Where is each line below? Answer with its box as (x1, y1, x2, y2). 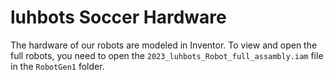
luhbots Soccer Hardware (10, 6, 227, 29)
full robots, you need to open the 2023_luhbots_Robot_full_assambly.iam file (10, 49, 324, 61)
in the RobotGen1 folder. (10, 60, 105, 72)
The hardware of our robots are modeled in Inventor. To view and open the (10, 39, 318, 51)
